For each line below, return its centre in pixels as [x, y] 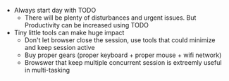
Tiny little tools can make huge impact [69, 32]
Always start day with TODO [55, 10]
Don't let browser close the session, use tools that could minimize [120, 40]
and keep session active [60, 48]
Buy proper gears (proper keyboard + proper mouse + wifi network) [123, 55]
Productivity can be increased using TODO [87, 25]
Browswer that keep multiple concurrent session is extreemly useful [123, 62]
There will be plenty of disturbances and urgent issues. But [110, 18]
